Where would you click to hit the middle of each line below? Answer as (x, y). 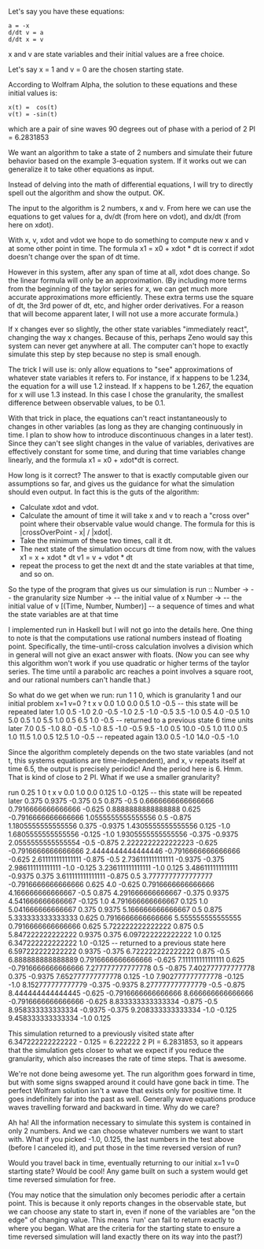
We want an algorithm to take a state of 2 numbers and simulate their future (130, 152)
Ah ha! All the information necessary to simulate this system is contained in (130, 1122)
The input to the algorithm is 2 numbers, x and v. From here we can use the (130, 208)
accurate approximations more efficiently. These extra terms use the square (131, 297)
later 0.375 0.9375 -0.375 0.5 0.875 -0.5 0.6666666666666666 (111, 801)
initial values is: (33, 93)
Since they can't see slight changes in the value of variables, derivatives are (131, 443)
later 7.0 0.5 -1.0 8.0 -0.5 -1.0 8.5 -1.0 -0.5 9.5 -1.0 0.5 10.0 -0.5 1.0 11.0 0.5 (128, 728)
